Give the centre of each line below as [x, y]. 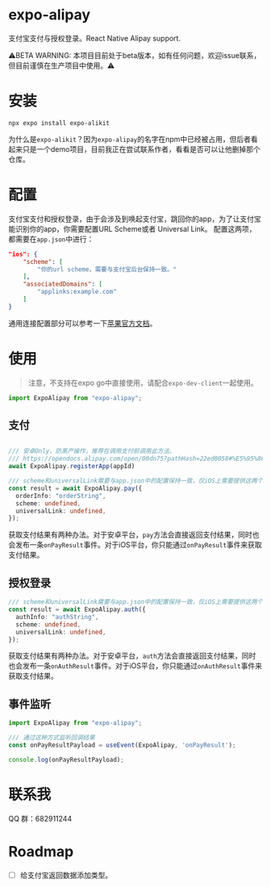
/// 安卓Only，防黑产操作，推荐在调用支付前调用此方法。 [92, 451]
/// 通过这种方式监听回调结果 [52, 738]
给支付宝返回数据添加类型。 [66, 875]
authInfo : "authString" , [57, 617]
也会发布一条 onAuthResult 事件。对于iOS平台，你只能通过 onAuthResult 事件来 [135, 666]
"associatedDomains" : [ [63, 284]
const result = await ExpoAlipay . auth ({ [77, 609]
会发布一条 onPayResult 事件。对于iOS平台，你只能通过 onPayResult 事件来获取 [135, 545]
